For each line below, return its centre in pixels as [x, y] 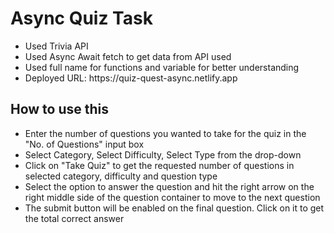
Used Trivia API [56, 46]
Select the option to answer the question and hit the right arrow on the [169, 186]
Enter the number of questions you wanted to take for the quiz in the [165, 133]
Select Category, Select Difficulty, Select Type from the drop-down [163, 154]
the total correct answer [74, 218]
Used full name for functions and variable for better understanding [162, 67]
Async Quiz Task [81, 18]
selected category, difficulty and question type [121, 176]
